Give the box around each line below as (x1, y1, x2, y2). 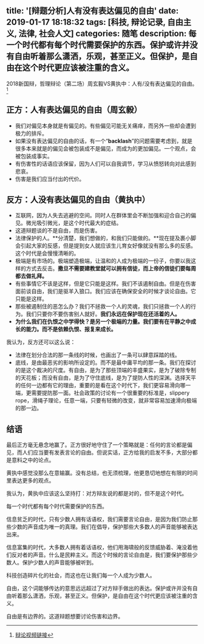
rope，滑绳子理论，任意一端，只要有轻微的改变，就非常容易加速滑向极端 (15, 397, 197, 404)
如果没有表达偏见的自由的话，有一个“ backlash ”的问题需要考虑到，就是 (15, 137, 193, 144)
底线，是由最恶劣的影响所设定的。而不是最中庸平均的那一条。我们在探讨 (15, 359, 196, 366)
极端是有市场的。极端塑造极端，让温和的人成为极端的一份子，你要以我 (15, 257, 191, 265)
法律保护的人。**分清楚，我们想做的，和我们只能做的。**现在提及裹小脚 (15, 234, 196, 242)
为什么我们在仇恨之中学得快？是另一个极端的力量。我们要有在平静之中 (15, 318, 191, 325)
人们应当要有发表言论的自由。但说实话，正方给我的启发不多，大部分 (22, 449, 192, 456)
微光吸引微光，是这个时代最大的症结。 (25, 219, 122, 226)
